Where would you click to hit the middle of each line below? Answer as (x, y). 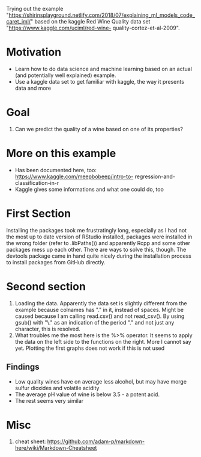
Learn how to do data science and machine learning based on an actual (103, 69)
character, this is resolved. (48, 329)
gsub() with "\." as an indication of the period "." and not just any (94, 322)
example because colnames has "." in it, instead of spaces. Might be (99, 309)
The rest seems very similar (49, 400)
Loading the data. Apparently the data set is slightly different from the (101, 303)
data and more (33, 88)
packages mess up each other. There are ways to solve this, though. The (96, 249)
